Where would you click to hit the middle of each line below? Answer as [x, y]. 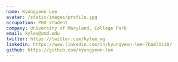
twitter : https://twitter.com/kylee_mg [56, 39]
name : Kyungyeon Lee [32, 12]
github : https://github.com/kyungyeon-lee [60, 50]
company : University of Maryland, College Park [67, 28]
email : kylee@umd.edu [33, 34]
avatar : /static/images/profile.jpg [52, 17]
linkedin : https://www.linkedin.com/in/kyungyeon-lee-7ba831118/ [89, 45]
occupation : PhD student [37, 22]
